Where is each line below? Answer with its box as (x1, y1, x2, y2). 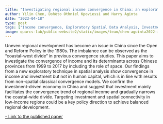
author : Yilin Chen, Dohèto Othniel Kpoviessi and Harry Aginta (5, 12, 138, 16)
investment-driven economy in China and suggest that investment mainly (5, 84, 151, 89)
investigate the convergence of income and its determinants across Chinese (5, 58, 158, 64)
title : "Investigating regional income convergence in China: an (5, 7, 140, 12)
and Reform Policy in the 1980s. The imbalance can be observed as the (5, 48, 147, 54)
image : (5, 29, 18, 34)
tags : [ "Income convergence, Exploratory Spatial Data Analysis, (5, 25, 140, 30)
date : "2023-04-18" (5, 16, 45, 21)
